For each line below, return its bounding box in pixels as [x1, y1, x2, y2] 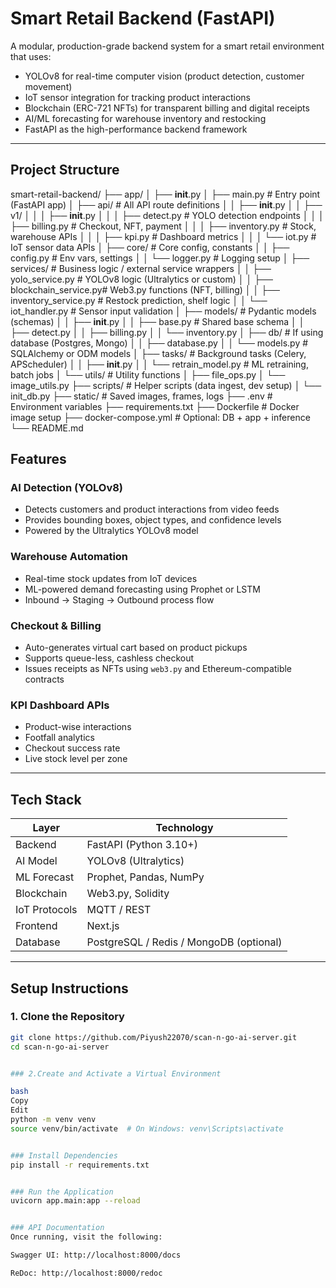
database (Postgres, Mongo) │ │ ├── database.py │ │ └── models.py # [10, 337, 309, 349]
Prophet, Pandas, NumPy [86, 870, 205, 884]
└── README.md [10, 422, 84, 434]
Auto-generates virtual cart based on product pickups [24, 642, 248, 654]
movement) [24, 80, 73, 92]
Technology [155, 821, 214, 835]
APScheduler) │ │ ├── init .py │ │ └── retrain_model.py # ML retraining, [10, 358, 309, 370]
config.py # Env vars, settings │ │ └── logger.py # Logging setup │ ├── [10, 252, 310, 264]
